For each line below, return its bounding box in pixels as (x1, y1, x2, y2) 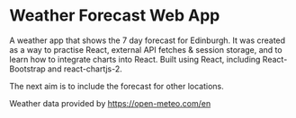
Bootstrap (9, 63, 47, 74)
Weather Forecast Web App (9, 5, 220, 26)
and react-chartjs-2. (48, 63, 123, 74)
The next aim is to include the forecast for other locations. (9, 80, 224, 91)
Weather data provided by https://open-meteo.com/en (9, 97, 211, 108)
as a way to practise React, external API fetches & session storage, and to (9, 44, 283, 55)
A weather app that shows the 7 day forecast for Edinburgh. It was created (9, 35, 286, 46)
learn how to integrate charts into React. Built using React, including (9, 54, 261, 64)
